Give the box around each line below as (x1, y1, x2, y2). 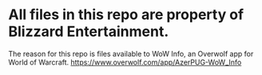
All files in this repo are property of (8, 6, 244, 24)
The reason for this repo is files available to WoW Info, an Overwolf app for (8, 49, 254, 58)
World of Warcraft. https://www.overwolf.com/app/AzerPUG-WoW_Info (8, 57, 242, 67)
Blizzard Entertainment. (8, 22, 169, 41)
